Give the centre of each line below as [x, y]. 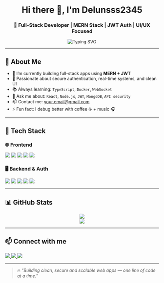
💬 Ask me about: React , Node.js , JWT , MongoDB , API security [71, 96]
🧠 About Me [23, 62]
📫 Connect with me [36, 241]
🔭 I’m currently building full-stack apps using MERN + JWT [71, 74]
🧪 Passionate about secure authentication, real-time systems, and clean [84, 79]
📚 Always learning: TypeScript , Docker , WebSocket [62, 89]
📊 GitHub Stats [29, 202]
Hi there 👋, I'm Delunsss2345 [82, 10]
